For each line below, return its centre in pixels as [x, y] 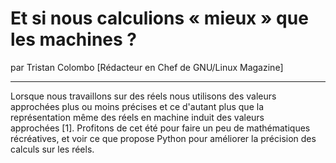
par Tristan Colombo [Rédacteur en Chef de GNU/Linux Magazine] [147, 67]
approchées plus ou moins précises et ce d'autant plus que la [137, 106]
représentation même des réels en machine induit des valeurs [137, 117]
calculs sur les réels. [52, 149]
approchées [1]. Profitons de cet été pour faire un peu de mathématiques [160, 128]
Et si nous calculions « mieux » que [159, 18]
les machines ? [73, 39]
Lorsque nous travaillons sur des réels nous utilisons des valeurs [143, 96]
